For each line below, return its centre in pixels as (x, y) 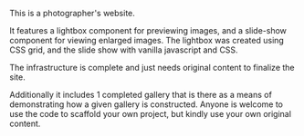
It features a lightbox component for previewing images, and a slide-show (148, 30)
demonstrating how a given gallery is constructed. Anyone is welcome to (146, 104)
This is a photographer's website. (72, 13)
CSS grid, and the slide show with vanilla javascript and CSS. (124, 50)
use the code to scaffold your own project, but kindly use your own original (151, 114)
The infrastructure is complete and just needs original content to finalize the (152, 68)
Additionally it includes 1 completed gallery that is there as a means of (141, 95)
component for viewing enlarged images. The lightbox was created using (147, 40)
